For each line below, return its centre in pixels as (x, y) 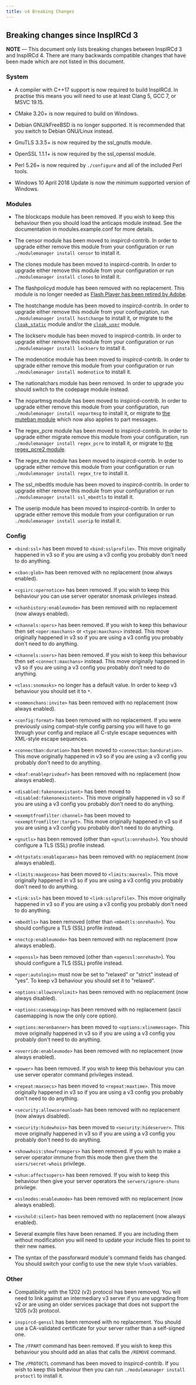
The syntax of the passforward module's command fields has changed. (101, 1258)
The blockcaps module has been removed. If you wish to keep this (94, 217)
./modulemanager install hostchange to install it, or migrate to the (94, 318)
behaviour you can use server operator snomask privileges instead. (96, 596)
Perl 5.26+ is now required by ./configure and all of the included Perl (98, 165)
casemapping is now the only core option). (66, 1016)
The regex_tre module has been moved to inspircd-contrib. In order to (99, 461)
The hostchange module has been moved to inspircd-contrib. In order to (102, 306)
